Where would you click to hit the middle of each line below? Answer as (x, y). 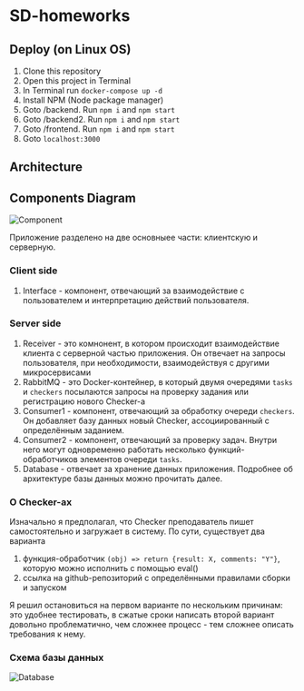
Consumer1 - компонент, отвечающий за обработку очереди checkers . (158, 410)
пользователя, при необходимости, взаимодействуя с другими (146, 362)
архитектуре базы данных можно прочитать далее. (123, 479)
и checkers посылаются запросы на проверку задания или (136, 391)
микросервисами (57, 372)
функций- (226, 449)
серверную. (33, 247)
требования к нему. (48, 634)
